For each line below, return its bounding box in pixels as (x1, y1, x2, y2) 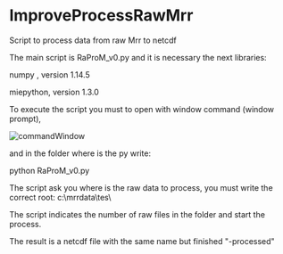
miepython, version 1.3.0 (9, 86, 100, 97)
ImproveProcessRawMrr (9, 5, 194, 26)
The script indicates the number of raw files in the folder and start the (9, 209, 266, 219)
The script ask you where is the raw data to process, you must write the (9, 182, 274, 193)
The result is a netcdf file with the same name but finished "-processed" (9, 235, 275, 246)
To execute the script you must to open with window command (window (9, 103, 275, 114)
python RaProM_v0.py (9, 165, 90, 176)
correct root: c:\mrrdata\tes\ (9, 192, 112, 202)
